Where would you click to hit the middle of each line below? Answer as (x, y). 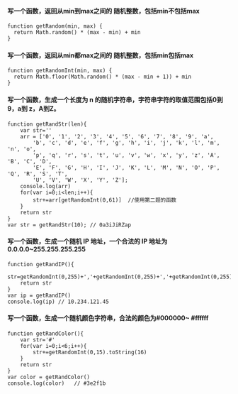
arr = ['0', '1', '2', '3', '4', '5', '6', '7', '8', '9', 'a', (117, 136)
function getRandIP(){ (41, 264)
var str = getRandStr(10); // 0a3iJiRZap (69, 225)
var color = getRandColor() (49, 377)
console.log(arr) (46, 186)
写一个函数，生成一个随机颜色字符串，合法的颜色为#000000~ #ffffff (108, 318)
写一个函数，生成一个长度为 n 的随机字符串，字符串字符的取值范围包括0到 (115, 100)
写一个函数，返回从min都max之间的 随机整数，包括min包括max (100, 55)
